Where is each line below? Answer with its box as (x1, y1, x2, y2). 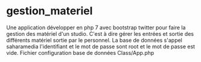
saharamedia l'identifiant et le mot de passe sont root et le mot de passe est (6, 43, 195, 50)
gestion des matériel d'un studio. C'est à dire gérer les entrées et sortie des (6, 30, 194, 37)
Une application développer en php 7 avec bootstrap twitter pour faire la (6, 24, 186, 31)
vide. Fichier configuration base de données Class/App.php (6, 49, 155, 56)
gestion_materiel (6, 4, 93, 18)
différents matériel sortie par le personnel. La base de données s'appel (6, 36, 183, 44)
